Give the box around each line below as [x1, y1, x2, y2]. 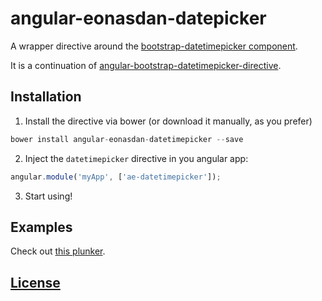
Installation [10, 88, 82, 106]
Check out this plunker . [10, 245, 106, 257]
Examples [10, 218, 73, 236]
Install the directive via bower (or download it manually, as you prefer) [24, 115, 313, 127]
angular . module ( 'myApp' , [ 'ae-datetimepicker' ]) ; [10, 172, 222, 182]
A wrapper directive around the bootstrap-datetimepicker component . [10, 40, 298, 52]
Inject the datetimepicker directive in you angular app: [24, 152, 249, 164]
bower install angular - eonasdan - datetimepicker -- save [10, 134, 244, 144]
